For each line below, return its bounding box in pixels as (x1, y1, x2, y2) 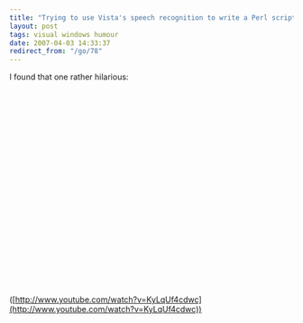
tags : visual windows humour (9, 30, 119, 39)
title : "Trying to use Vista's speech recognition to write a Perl (9, 13, 269, 23)
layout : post (9, 22, 59, 31)
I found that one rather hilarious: (9, 71, 129, 82)
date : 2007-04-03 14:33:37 (9, 38, 111, 48)
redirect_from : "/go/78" (9, 47, 103, 56)
